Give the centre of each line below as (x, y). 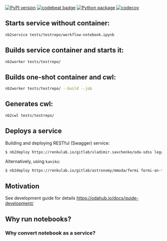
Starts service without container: (58, 23)
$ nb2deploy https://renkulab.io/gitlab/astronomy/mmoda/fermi (72, 171)
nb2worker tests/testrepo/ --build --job (49, 89)
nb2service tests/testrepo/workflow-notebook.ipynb (60, 35)
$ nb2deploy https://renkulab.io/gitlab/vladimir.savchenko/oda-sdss (79, 152)
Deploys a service (34, 131)
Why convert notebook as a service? (50, 233)
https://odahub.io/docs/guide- (107, 198)
